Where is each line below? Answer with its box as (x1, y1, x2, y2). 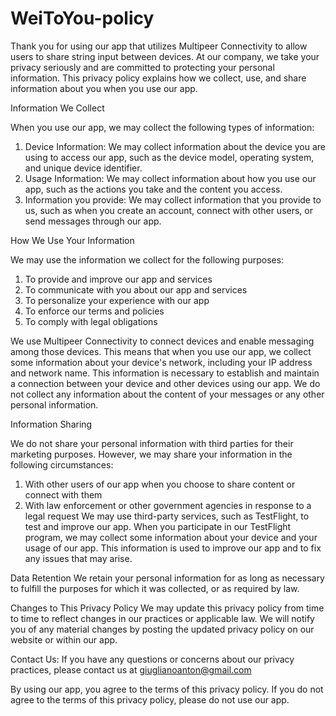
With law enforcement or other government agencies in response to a (24, 499, 312, 511)
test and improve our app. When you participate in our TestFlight (24, 520, 292, 532)
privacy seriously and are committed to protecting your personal (10, 61, 275, 73)
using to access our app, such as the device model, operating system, (24, 151, 315, 163)
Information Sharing (10, 418, 93, 430)
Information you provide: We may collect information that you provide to (24, 193, 322, 206)
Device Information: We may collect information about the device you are (24, 140, 327, 152)
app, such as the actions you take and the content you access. (24, 183, 283, 195)
